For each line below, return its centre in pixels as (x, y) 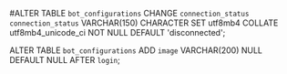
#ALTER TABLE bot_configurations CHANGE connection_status (129, 13)
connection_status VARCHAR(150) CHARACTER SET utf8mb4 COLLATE (144, 23)
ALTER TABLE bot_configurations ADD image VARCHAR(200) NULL (136, 50)
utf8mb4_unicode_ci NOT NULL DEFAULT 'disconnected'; (118, 32)
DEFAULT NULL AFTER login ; (65, 60)
